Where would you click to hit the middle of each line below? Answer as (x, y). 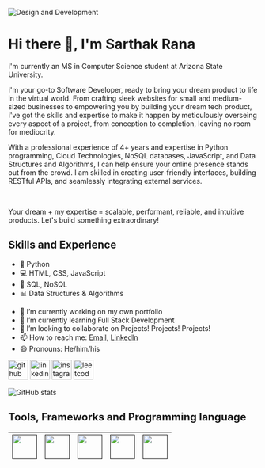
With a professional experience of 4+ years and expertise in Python (118, 147)
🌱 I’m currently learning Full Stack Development (97, 320)
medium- (227, 98)
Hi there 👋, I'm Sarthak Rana (102, 44)
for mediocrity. (32, 131)
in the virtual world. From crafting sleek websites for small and (110, 98)
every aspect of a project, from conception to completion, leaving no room (129, 124)
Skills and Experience (62, 245)
